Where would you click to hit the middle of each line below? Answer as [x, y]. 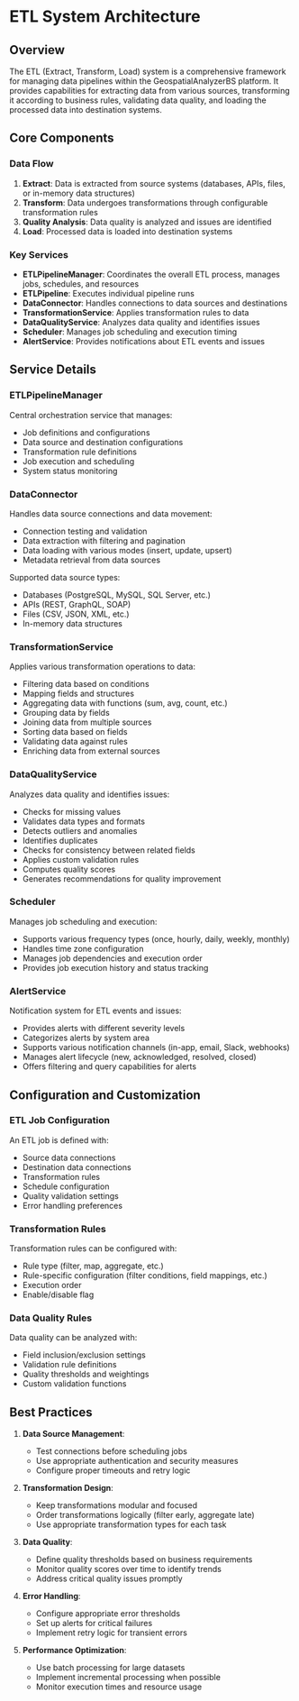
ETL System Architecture [105, 17]
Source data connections [69, 1157]
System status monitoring [70, 471]
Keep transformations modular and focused [117, 1505]
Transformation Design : [68, 1488]
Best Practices [51, 1412]
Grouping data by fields [66, 713]
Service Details [53, 370]
